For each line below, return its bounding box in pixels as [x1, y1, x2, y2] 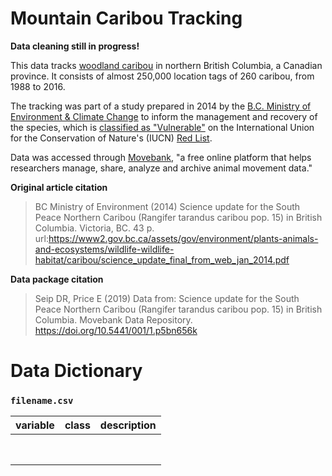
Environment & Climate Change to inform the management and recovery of [10, 110, 318, 122]
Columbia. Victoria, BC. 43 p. [34, 222, 155, 234]
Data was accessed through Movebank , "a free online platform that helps [10, 151, 312, 163]
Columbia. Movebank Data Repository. [34, 313, 193, 326]
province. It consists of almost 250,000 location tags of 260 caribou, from [10, 70, 315, 82]
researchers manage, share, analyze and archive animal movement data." [10, 162, 313, 174]
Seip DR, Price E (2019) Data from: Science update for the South [34, 292, 300, 304]
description [99, 418, 157, 432]
